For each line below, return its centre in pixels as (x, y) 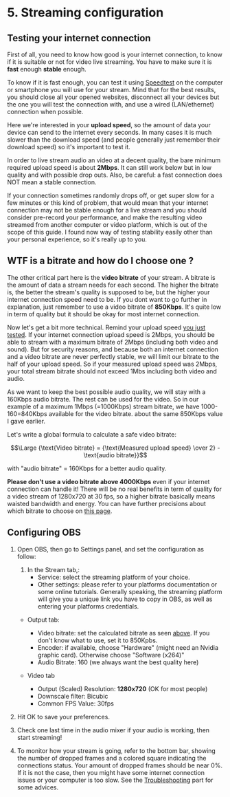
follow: (26, 556)
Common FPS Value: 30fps (76, 703)
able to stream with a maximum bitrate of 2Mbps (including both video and (113, 342)
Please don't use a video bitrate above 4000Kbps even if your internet (108, 481)
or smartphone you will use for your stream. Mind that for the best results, (112, 90)
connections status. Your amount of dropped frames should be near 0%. (120, 765)
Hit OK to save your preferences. (63, 717)
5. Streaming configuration (85, 13)
